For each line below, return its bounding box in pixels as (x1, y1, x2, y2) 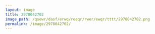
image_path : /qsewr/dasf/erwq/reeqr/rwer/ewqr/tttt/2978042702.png (5, 16, 150, 21)
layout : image (5, 7, 35, 12)
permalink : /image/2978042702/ (5, 21, 71, 26)
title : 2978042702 (5, 12, 44, 17)
